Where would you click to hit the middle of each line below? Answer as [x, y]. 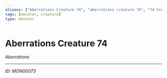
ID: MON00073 [21, 71]
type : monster [20, 19]
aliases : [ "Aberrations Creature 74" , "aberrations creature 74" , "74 [80, 10]
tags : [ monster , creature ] [33, 14]
